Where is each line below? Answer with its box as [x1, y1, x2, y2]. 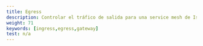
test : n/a [6, 31, 31, 37]
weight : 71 [6, 20, 34, 26]
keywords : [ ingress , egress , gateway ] [6, 25, 98, 32]
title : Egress [6, 8, 42, 15]
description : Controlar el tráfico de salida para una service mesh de [6, 14, 190, 20]
